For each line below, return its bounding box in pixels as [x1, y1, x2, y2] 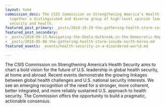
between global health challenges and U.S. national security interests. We [5, 77, 154, 83]
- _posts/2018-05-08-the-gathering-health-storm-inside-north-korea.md [5, 39, 155, 44]
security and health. [9, 21, 54, 26]
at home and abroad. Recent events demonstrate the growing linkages [5, 72, 147, 78]
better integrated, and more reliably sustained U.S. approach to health [5, 87, 146, 93]
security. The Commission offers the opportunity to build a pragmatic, [5, 93, 146, 99]
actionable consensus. [5, 98, 51, 104]
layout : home [5, 7, 32, 12]
